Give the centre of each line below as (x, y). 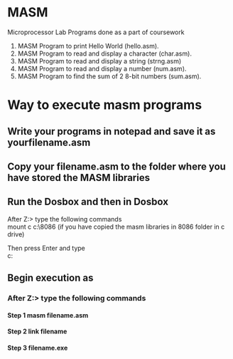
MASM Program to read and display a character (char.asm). (104, 53)
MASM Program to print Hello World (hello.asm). (88, 46)
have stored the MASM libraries (79, 178)
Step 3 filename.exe (38, 348)
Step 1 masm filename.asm (48, 315)
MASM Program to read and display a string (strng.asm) (99, 61)
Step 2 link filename (37, 331)
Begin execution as (50, 278)
